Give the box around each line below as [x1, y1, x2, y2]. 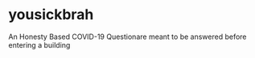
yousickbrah [8, 6, 94, 24]
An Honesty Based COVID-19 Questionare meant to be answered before [8, 32, 247, 41]
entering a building [8, 40, 71, 49]
